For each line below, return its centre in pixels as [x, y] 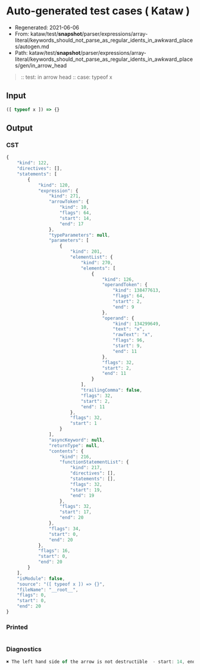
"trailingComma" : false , [112, 390]
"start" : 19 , [86, 490]
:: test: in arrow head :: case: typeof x [66, 77]
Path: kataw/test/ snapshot [48, 52]
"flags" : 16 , [54, 551]
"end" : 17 [71, 224]
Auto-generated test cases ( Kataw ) [98, 11]
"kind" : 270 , [97, 263]
